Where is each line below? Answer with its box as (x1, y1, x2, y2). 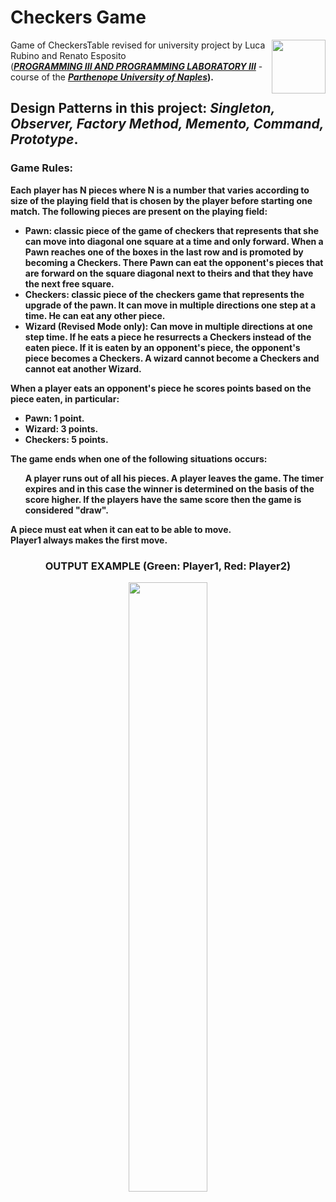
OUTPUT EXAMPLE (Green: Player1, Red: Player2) (44, 559, 292, 573)
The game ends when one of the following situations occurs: (10, 452, 268, 465)
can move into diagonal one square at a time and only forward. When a (24, 235, 324, 247)
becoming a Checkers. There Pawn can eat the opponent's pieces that (24, 256, 324, 268)
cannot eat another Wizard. (24, 362, 142, 375)
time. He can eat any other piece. (24, 309, 166, 321)
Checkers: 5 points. (24, 433, 109, 445)
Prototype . (10, 131, 79, 148)
